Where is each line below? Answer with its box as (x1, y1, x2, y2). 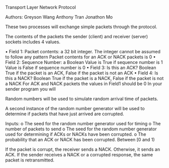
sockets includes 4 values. (5, 39, 61, 45)
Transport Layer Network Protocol (5, 5, 76, 10)
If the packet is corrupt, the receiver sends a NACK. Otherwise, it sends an (5, 146, 160, 152)
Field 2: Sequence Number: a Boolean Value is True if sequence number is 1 (5, 59, 163, 65)
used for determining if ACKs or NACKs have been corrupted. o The (5, 131, 146, 137)
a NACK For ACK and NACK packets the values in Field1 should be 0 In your (5, 80, 162, 87)
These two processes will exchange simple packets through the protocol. (5, 24, 157, 30)
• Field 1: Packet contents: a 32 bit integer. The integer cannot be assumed (5, 49, 160, 54)
